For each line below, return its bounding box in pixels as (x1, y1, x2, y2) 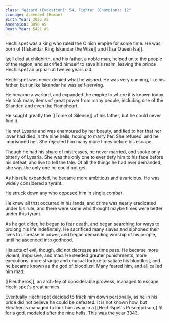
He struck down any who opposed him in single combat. (5, 190, 124, 196)
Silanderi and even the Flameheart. (5, 103, 79, 109)
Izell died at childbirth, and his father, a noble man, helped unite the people (5, 56, 162, 62)
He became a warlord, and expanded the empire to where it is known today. (5, 92, 165, 98)
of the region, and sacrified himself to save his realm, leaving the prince (5, 61, 156, 67)
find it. (5, 118, 19, 124)
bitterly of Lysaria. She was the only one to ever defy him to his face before (5, 154, 163, 160)
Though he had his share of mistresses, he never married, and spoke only (5, 149, 161, 155)
